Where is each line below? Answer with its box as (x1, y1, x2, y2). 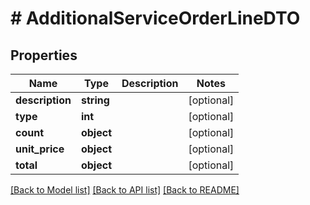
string (80, 93, 110, 107)
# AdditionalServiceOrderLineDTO (10, 7, 301, 30)
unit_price (15, 142, 65, 156)
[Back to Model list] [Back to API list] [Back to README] (10, 184, 240, 196)
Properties (10, 47, 78, 64)
